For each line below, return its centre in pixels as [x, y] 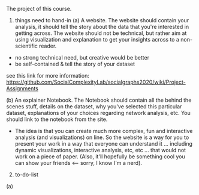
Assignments [22, 88]
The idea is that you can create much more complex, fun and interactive [104, 131]
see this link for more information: [48, 76]
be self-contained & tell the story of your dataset [75, 64]
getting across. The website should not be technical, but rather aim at [101, 33]
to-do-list [27, 175]
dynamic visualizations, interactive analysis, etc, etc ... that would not [100, 150]
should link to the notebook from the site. [57, 119]
